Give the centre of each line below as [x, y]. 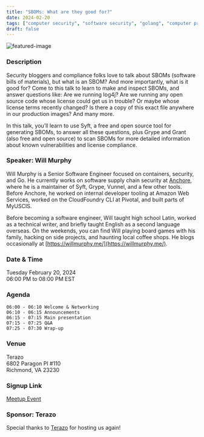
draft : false [23, 29]
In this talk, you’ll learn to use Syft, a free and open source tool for [89, 126]
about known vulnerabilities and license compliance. [72, 145]
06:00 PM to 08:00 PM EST [41, 279]
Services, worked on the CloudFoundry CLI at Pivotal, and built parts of [95, 199]
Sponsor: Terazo [31, 415]
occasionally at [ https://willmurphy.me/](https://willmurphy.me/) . [87, 243]
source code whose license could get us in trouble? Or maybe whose [93, 101]
